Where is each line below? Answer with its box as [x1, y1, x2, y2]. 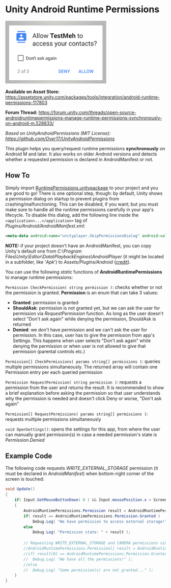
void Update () [5, 487, 36, 492]
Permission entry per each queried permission [5, 369, 103, 375]
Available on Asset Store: [5, 88, 60, 95]
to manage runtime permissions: [5, 274, 73, 280]
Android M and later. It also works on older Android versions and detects [5, 151, 157, 157]
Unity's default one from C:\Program [5, 248, 82, 254]
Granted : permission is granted [12, 299, 79, 305]
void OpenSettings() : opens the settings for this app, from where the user [5, 426, 160, 432]
